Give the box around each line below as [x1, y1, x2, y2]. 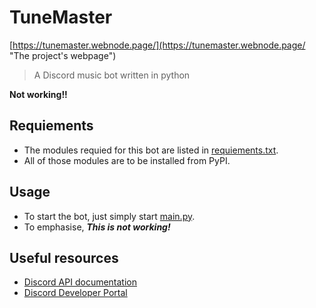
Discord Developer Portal [23, 287, 128, 299]
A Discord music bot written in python [33, 69, 191, 81]
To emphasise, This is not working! [23, 221, 171, 233]
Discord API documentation [23, 276, 138, 288]
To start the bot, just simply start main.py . [23, 210, 196, 222]
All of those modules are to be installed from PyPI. [23, 154, 231, 166]
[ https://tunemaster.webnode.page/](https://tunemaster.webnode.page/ [9, 39, 306, 51]
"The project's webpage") [9, 49, 117, 61]
